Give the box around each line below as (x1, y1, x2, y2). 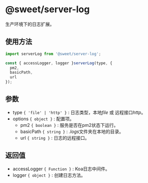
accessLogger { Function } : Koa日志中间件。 (12, 166, 110, 172)
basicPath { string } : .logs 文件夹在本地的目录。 (20, 128, 124, 135)
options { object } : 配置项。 (12, 116, 75, 122)
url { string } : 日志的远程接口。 (20, 135, 90, 141)
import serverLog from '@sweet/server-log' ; (5, 51, 101, 57)
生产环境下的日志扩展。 (5, 21, 54, 27)
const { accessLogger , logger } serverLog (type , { (5, 60, 113, 66)
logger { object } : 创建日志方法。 (12, 172, 85, 178)
